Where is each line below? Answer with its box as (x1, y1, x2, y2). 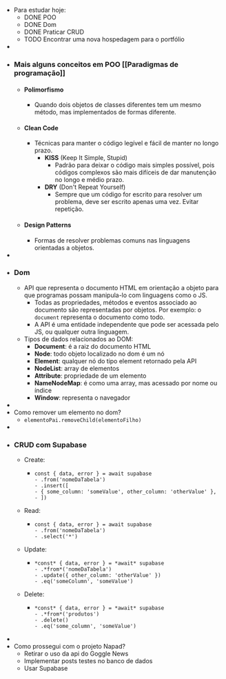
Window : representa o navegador (34, 393, 131, 402)
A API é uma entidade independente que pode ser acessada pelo (34, 320, 219, 328)
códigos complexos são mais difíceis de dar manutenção (54, 168, 217, 176)
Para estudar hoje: (13, 6, 66, 14)
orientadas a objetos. (34, 243, 94, 252)
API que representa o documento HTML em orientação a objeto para (23, 283, 219, 292)
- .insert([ (34, 483, 69, 489)
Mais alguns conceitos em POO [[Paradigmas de (13, 59, 179, 69)
